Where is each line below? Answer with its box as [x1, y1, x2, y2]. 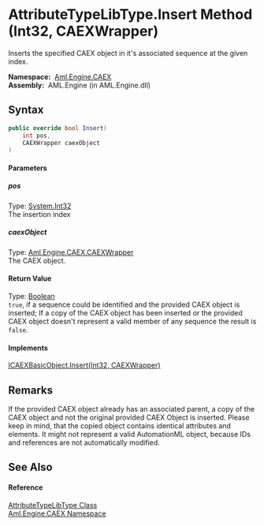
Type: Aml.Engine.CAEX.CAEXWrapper [8, 247, 134, 257]
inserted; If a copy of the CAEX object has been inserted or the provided [8, 308, 243, 317]
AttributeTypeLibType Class [8, 500, 98, 509]
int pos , [22, 132, 51, 140]
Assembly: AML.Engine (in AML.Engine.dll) [8, 80, 151, 90]
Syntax [8, 103, 44, 117]
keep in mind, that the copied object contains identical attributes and [8, 421, 231, 431]
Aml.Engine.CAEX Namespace [8, 509, 106, 518]
